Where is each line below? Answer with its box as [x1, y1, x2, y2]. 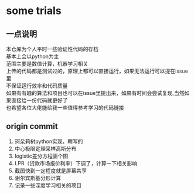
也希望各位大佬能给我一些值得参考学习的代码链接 [6, 104, 124, 111]
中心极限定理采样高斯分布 [14, 145, 77, 152]
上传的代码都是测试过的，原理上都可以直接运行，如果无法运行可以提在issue [6, 67, 189, 74]
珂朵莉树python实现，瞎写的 [14, 138, 83, 145]
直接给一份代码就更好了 [11, 97, 68, 104]
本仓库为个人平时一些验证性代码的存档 [6, 46, 98, 52]
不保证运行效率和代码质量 [6, 82, 68, 89]
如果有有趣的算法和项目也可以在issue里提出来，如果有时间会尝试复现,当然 [6, 90, 184, 96]
